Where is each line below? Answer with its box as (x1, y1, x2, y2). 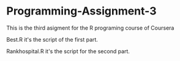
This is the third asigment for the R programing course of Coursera (6, 24, 174, 31)
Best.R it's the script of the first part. (6, 36, 98, 43)
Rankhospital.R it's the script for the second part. (6, 47, 130, 55)
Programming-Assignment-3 (6, 4, 157, 18)
